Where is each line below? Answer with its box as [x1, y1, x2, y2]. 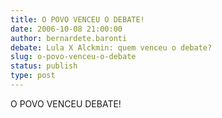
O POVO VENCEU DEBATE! [10, 97, 122, 110]
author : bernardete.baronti [10, 33, 128, 43]
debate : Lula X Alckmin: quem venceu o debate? [10, 42, 213, 53]
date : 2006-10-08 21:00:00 [10, 24, 123, 34]
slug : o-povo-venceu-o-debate [10, 52, 137, 62]
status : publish [10, 61, 78, 71]
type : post [10, 71, 56, 81]
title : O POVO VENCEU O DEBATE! [10, 14, 145, 25]
